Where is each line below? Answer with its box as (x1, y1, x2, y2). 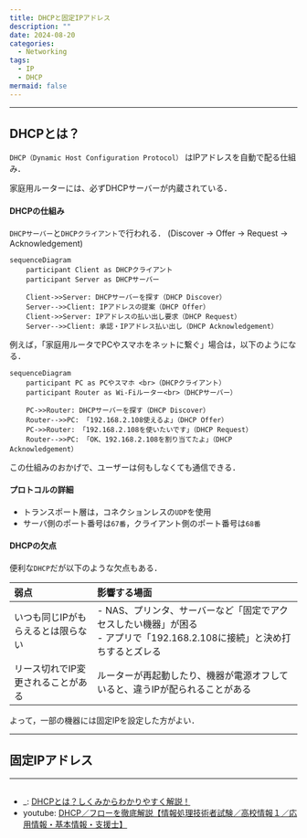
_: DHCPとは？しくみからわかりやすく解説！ (22, 796, 191, 807)
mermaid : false (9, 81, 68, 90)
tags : (9, 56, 30, 65)
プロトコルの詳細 (9, 484, 74, 495)
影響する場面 (97, 587, 153, 599)
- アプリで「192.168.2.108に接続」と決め (97, 631, 282, 644)
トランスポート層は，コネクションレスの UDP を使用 (22, 506, 212, 517)
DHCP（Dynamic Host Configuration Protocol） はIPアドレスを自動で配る (9, 152, 281, 163)
